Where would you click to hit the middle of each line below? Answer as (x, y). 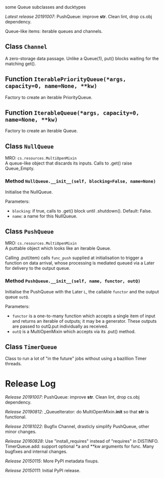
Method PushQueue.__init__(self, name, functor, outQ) (73, 281)
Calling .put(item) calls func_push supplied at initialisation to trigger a (74, 258)
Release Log (31, 383)
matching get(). (21, 64)
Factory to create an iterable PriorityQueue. (49, 97)
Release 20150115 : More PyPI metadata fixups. (52, 461)
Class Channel (26, 47)
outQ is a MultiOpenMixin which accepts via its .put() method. (74, 331)
